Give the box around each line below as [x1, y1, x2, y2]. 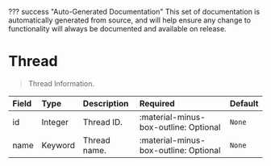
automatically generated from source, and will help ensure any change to [8, 15, 252, 25]
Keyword [41, 139, 75, 151]
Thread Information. [27, 78, 95, 88]
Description [82, 98, 129, 109]
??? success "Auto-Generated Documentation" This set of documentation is [8, 7, 261, 16]
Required [139, 98, 175, 109]
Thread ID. [82, 116, 123, 127]
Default [229, 98, 259, 109]
